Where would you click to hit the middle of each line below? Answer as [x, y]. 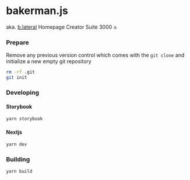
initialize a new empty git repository [49, 61]
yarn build [19, 172]
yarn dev [17, 144]
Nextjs [14, 132]
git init [17, 78]
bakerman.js [37, 11]
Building [18, 159]
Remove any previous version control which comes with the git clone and [95, 55]
